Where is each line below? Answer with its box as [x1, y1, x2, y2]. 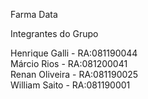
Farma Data [10, 9, 58, 20]
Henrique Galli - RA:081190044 [10, 47, 138, 59]
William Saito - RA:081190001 [10, 79, 131, 91]
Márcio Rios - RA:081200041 [10, 58, 128, 69]
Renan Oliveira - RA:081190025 [10, 69, 139, 80]
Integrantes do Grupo [10, 28, 99, 39]
